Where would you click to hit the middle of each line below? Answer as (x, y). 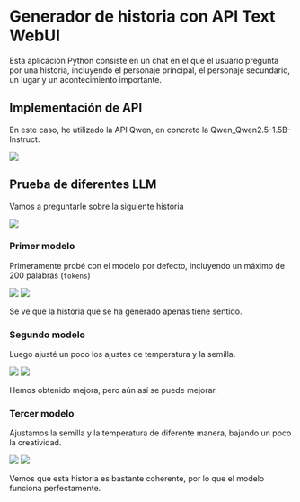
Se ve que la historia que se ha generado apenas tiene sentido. (126, 311)
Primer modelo (42, 247)
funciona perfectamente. (55, 489)
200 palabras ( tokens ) (50, 275)
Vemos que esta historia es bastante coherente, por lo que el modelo (137, 479)
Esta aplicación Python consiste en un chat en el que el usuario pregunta (144, 60)
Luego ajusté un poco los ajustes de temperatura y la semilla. (123, 354)
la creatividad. (35, 443)
